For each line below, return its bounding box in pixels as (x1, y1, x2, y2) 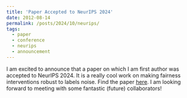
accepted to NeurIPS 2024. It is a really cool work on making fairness (6, 71, 182, 79)
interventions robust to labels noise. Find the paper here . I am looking (6, 78, 182, 85)
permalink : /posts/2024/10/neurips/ (6, 20, 100, 26)
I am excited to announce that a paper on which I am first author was (6, 65, 179, 72)
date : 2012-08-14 (6, 15, 51, 21)
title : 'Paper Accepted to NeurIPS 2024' (6, 9, 114, 15)
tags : (6, 26, 20, 32)
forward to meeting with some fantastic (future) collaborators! (6, 85, 162, 92)
